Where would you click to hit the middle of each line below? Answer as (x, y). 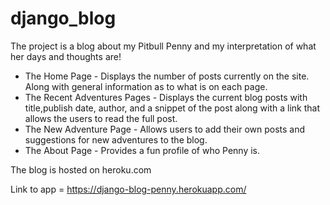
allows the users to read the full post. (101, 118)
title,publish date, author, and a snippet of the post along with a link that (172, 108)
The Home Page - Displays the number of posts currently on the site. (167, 76)
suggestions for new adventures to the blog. (116, 139)
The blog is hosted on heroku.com (81, 169)
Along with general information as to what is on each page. (146, 86)
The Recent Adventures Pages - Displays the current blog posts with (166, 97)
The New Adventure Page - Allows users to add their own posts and (165, 129)
